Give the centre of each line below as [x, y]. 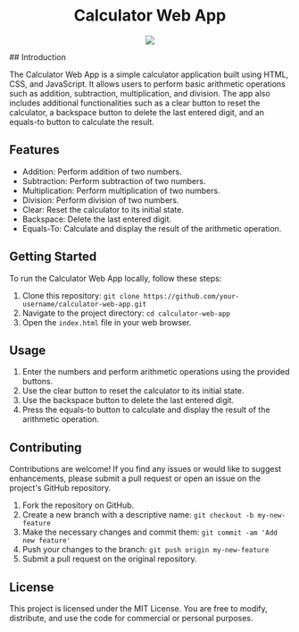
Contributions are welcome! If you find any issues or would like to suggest [145, 469]
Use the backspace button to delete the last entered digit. [128, 400]
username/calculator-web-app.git [84, 304]
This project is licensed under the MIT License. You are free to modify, [138, 608]
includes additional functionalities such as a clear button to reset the [135, 103]
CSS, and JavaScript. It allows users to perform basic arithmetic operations [147, 84]
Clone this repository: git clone [81, 295]
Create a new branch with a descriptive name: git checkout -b [138, 515]
